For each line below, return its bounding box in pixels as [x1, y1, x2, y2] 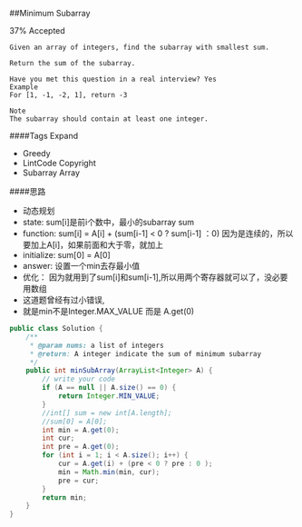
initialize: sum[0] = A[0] [22, 250, 111, 260]
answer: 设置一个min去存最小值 [22, 261, 141, 271]
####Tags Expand [9, 131, 79, 141]
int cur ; [42, 433, 75, 443]
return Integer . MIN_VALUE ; [57, 392, 161, 401]
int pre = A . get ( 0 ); [42, 442, 120, 452]
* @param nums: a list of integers [29, 341, 165, 350]
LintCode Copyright [22, 158, 97, 168]
